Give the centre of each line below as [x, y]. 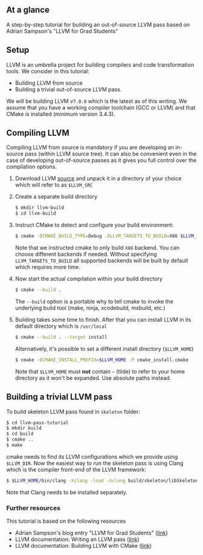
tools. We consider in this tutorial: [48, 71]
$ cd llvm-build [35, 214]
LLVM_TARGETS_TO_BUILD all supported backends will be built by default [101, 261]
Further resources [33, 508]
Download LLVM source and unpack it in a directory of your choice [98, 179]
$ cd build [20, 434]
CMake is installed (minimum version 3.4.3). [61, 114]
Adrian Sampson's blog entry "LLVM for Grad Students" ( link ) [91, 533]
